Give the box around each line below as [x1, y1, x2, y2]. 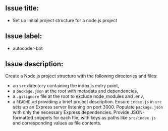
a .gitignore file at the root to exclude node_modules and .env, [12, 93, 145, 99]
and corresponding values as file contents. [12, 120, 102, 126]
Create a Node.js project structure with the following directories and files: [5, 73, 158, 79]
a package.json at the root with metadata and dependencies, [12, 88, 138, 94]
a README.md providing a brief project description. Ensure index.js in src [12, 99, 162, 105]
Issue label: [5, 32, 42, 41]
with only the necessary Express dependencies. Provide [12, 109, 130, 115]
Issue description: [5, 60, 64, 68]
